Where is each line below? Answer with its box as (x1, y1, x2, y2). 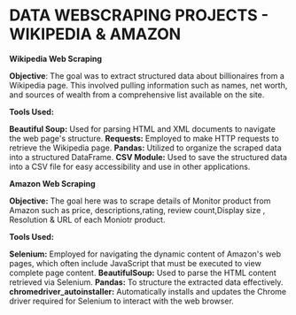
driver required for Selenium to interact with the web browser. (9, 296, 235, 306)
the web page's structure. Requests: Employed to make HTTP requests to (9, 133, 279, 143)
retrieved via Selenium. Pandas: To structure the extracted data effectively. (9, 276, 284, 288)
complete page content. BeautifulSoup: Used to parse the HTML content (9, 267, 277, 278)
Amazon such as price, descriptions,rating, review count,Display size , (9, 204, 266, 215)
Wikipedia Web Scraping (9, 53, 102, 64)
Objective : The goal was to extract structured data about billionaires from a (9, 70, 285, 81)
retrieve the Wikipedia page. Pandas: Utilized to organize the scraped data (9, 142, 282, 153)
